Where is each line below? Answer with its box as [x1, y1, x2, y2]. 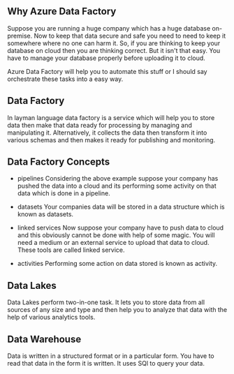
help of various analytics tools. [7, 313, 96, 322]
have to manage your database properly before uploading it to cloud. [7, 54, 206, 62]
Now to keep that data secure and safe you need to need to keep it [34, 31, 226, 40]
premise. [7, 31, 33, 40]
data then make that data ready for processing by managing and [7, 121, 192, 129]
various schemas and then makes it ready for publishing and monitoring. [7, 135, 216, 144]
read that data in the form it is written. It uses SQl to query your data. [7, 359, 205, 368]
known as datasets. [17, 210, 74, 218]
